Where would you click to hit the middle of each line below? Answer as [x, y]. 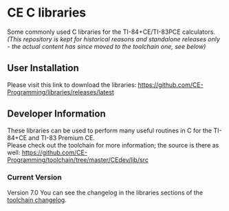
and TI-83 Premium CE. [62, 138]
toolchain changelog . [37, 200]
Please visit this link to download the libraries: [72, 85]
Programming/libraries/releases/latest [61, 92]
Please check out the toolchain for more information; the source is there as [113, 145]
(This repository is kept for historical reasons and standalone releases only [113, 39]
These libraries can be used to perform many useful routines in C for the [110, 130]
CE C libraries [47, 13]
